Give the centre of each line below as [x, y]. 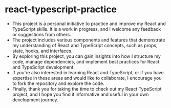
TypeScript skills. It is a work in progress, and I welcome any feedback [87, 29]
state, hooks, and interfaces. [42, 51]
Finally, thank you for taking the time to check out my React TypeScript [87, 89]
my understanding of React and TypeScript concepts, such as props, [85, 45]
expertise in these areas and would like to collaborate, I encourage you [87, 78]
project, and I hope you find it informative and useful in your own [80, 94]
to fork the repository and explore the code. [58, 83]
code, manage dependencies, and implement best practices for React [86, 61]
